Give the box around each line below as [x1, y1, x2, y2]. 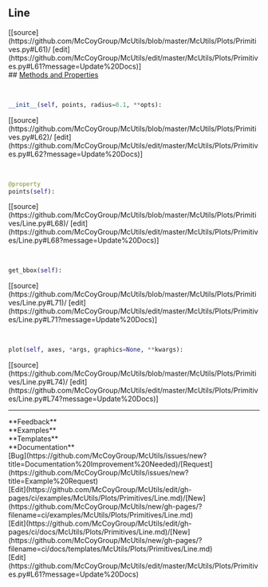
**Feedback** [8, 417, 57, 427]
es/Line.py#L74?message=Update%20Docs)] [8, 394, 159, 404]
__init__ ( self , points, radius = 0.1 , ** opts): [8, 100, 162, 108]
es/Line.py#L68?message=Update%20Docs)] [8, 235, 160, 246]
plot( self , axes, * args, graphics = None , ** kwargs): [8, 346, 183, 354]
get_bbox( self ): [8, 266, 62, 274]
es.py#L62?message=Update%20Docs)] [8, 149, 144, 159]
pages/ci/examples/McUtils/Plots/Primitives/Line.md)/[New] [8, 494, 206, 503]
